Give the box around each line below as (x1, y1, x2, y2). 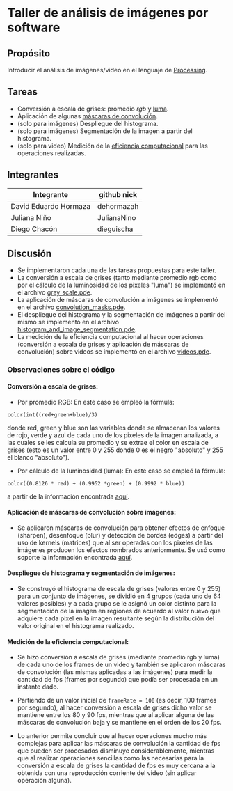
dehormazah (97, 201, 139, 211)
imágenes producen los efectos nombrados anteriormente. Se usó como (17, 545, 226, 554)
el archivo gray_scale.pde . (17, 288, 93, 297)
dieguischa (97, 224, 134, 234)
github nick (98, 189, 138, 199)
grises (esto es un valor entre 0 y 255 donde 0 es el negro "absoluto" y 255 (7, 446, 224, 454)
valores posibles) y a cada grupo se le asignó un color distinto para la (17, 599, 217, 607)
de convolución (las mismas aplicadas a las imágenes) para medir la (17, 668, 213, 676)
